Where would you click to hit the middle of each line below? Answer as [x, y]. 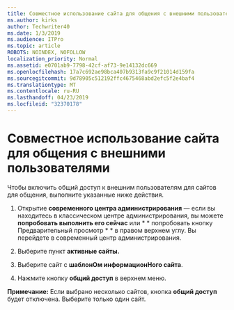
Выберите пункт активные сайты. [68, 251]
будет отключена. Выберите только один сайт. [77, 299]
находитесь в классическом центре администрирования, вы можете [120, 215]
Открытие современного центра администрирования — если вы [116, 208]
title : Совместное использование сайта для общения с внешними [101, 14]
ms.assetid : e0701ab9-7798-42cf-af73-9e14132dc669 [82, 65]
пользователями [58, 168]
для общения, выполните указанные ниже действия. [85, 195]
